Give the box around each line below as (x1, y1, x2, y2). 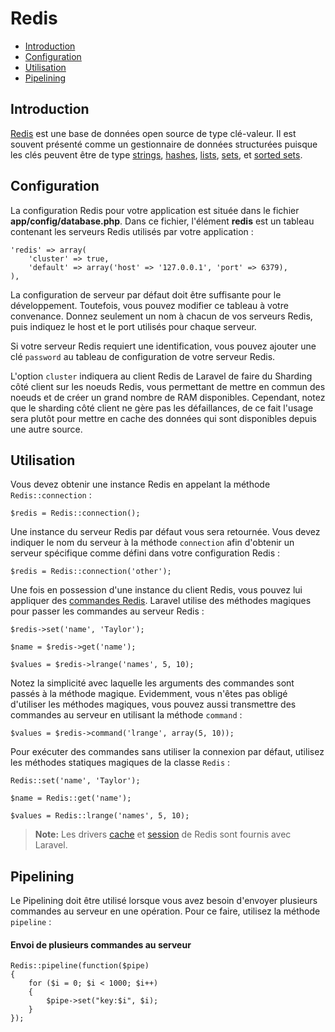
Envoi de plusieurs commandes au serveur (10, 938, 192, 951)
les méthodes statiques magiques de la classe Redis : (10, 757, 231, 769)
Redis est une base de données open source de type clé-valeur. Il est (10, 127, 297, 139)
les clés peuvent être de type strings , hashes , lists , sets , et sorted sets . (10, 148, 303, 161)
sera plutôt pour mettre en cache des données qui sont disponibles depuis (10, 412, 317, 424)
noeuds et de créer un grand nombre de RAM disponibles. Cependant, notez (10, 391, 326, 403)
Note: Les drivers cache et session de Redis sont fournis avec (34, 828, 292, 841)
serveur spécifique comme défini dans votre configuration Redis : (10, 547, 281, 559)
